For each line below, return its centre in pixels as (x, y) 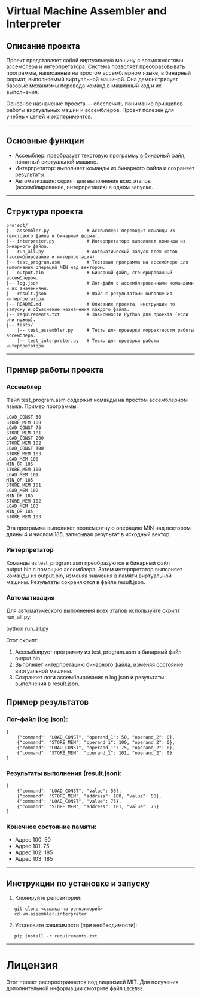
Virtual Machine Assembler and (86, 11)
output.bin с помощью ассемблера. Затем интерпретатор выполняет (95, 569)
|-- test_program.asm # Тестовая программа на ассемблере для (97, 262)
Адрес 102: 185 (34, 852)
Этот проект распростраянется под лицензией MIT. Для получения (92, 982)
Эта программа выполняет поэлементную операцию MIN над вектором (99, 528)
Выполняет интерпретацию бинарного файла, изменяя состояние (99, 664)
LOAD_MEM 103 (22, 506)
